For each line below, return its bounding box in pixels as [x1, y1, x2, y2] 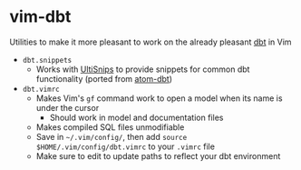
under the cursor [35, 102, 100, 113]
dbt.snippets [22, 55, 73, 65]
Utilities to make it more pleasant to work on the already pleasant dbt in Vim [9, 36, 292, 47]
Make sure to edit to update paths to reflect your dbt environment [35, 150, 281, 161]
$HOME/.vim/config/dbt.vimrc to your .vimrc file [35, 141, 216, 152]
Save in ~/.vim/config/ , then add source [35, 131, 188, 142]
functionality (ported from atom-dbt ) [35, 73, 173, 84]
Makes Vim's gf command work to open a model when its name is [35, 93, 283, 104]
